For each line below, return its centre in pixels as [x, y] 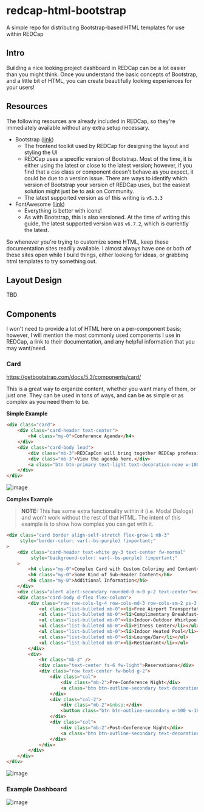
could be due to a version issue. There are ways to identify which [106, 178]
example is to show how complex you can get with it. [87, 524]
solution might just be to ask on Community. [79, 191]
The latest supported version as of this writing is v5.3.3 [93, 197]
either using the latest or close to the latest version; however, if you [108, 165]
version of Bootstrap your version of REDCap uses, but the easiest [107, 185]
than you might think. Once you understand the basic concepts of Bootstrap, [102, 74]
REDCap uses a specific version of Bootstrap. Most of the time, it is [108, 158]
